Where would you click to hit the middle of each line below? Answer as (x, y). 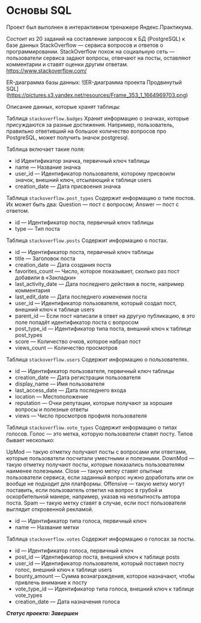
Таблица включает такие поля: (46, 149)
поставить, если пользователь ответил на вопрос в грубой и (84, 490)
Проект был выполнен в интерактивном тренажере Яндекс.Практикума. (100, 27)
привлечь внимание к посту (51, 582)
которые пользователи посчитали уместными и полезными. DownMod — (100, 458)
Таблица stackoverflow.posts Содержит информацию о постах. (87, 240)
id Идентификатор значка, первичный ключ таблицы (82, 160)
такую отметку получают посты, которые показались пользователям (95, 464)
